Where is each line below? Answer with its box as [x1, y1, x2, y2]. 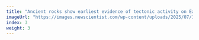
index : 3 [6, 19, 28, 25]
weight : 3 [6, 25, 31, 31]
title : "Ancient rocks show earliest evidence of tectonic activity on [6, 8, 187, 15]
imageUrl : [6, 14, 31, 20]
